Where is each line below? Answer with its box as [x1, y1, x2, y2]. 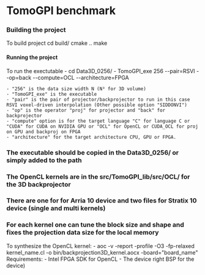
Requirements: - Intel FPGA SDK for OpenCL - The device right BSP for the [6, 255, 195, 263]
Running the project [6, 53, 58, 61]
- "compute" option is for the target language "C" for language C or [6, 118, 190, 124]
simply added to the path [6, 156, 82, 165]
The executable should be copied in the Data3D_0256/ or [6, 148, 179, 157]
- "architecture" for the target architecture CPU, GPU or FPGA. [6, 134, 176, 140]
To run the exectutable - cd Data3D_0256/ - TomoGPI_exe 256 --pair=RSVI [6, 67, 195, 74]
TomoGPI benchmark [6, 4, 116, 18]
